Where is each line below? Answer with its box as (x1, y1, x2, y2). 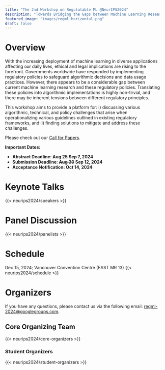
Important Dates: (5, 144, 41, 150)
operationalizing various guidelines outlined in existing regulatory (5, 115, 137, 121)
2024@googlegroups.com (5, 308, 58, 314)
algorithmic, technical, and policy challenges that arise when (5, 110, 128, 115)
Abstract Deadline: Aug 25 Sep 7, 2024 (12, 154, 93, 160)
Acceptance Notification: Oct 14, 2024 (12, 164, 93, 170)
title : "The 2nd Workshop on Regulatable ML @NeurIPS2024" (5, 7, 129, 12)
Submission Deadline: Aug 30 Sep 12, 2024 (12, 159, 103, 165)
